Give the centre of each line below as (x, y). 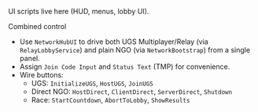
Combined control (37, 26)
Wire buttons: (42, 75)
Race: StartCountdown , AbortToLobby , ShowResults (111, 100)
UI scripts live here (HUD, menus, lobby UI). (79, 11)
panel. (30, 58)
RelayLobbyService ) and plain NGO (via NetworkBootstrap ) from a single (135, 50)
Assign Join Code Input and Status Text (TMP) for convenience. (125, 67)
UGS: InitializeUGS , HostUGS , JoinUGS (92, 83)
